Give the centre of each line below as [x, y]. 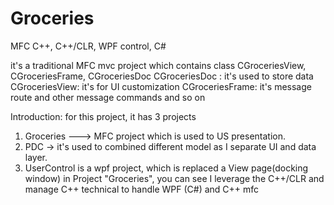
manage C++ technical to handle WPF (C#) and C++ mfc [142, 189]
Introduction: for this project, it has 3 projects [103, 116]
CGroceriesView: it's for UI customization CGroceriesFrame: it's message [161, 86]
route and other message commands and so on [108, 97]
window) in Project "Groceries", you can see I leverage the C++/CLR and [174, 178]
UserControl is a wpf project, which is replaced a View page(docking [166, 168]
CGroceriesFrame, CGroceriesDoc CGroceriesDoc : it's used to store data [162, 76]
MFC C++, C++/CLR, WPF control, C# [88, 46]
